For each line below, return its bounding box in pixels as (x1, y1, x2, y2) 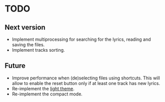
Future (4, 61, 26, 70)
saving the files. (11, 42, 45, 48)
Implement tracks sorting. (11, 47, 65, 53)
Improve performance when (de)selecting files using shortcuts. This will (11, 75, 160, 81)
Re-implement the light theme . (11, 85, 74, 91)
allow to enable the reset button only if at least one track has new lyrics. (11, 80, 160, 86)
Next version (4, 23, 45, 32)
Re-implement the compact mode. (11, 91, 83, 97)
